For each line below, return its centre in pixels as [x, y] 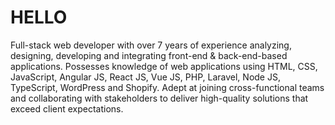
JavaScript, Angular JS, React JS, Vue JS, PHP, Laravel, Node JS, [145, 77]
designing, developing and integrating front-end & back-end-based [149, 55]
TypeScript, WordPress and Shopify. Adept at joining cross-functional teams [167, 87]
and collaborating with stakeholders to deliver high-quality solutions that [159, 98]
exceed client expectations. [67, 108]
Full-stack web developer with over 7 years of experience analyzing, [151, 45]
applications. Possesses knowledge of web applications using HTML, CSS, [164, 66]
